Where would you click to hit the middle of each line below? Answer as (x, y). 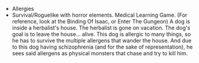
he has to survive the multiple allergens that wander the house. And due (102, 40)
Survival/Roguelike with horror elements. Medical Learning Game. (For (99, 15)
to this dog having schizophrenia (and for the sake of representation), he (102, 47)
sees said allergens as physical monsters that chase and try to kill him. (100, 53)
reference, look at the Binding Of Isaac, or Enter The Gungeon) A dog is (101, 21)
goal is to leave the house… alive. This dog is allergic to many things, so (101, 34)
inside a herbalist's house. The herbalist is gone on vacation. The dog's (101, 28)
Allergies (23, 9)
